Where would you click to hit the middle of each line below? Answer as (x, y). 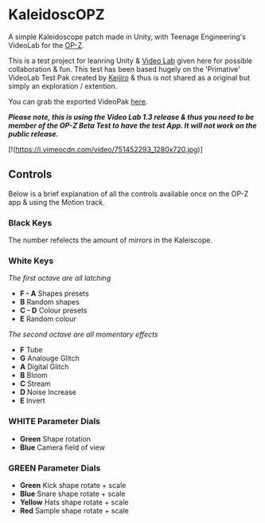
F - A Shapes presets (54, 293)
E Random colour (48, 319)
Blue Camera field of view (62, 447)
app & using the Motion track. (57, 202)
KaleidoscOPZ (57, 15)
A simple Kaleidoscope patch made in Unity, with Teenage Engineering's (127, 37)
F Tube (31, 350)
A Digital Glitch (44, 367)
